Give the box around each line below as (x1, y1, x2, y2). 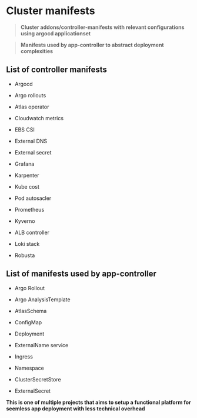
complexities (20, 47, 54, 54)
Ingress (14, 353, 34, 360)
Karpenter (14, 172, 39, 179)
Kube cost (14, 183, 40, 190)
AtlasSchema (14, 307, 47, 314)
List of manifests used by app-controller (6, 269, 157, 279)
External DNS (14, 137, 48, 144)
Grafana (14, 160, 35, 167)
